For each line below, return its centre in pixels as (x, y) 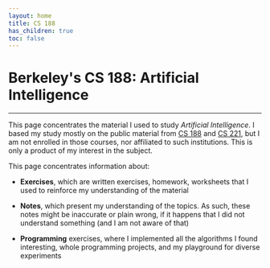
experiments (41, 256)
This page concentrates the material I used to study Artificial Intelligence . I (131, 125)
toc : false (27, 38)
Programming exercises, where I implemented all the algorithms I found (139, 239)
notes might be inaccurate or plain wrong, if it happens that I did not (132, 215)
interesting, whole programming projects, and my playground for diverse (140, 247)
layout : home (30, 16)
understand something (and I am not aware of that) (104, 223)
